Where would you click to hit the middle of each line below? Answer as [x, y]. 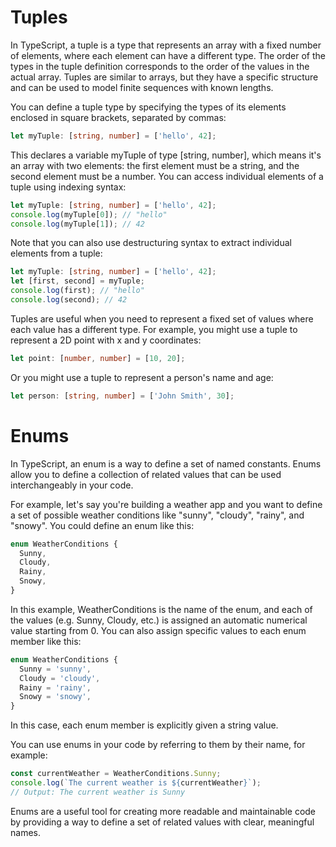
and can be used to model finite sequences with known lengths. [142, 87]
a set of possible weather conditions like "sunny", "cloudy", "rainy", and [157, 515]
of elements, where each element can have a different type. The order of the [168, 55]
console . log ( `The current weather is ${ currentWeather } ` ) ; [136, 783]
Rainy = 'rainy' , [55, 687]
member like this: [46, 641]
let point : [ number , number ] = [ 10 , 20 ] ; [98, 358]
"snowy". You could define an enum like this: [102, 525]
